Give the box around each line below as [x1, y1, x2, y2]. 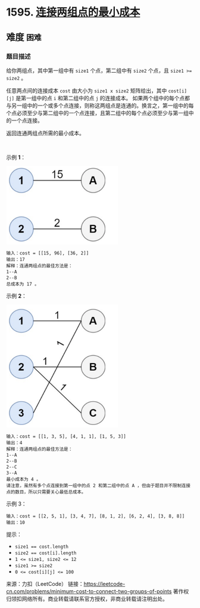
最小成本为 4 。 [6, 476, 41, 482]
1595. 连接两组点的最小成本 [6, 5, 140, 19]
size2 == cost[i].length [14, 550, 77, 556]
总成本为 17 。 [6, 281, 40, 287]
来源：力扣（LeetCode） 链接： [6, 580, 85, 587]
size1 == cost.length [14, 544, 68, 550]
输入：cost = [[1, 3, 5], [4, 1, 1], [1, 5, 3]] [6, 433, 127, 439]
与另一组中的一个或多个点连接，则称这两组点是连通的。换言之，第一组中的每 [6, 102, 194, 109]
